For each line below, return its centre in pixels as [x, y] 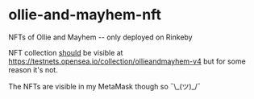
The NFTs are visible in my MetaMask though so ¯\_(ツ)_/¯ [105, 86]
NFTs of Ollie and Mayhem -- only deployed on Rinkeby [100, 37]
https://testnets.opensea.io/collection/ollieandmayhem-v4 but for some [127, 61]
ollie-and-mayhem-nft [85, 15]
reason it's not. [33, 69]
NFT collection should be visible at [66, 52]
